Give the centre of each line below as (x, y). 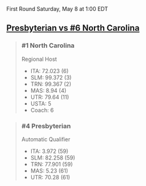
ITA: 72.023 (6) (49, 71)
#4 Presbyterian (46, 126)
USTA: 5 (41, 103)
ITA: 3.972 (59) (49, 151)
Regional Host (39, 59)
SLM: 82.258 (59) (53, 157)
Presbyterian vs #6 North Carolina (73, 28)
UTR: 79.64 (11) (50, 97)
